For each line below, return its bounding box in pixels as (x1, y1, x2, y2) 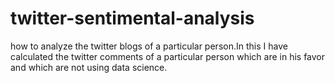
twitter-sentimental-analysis (10, 7, 255, 30)
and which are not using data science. (10, 61, 168, 73)
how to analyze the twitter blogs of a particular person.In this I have (10, 40, 288, 52)
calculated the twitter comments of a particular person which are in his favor (10, 50, 326, 62)
